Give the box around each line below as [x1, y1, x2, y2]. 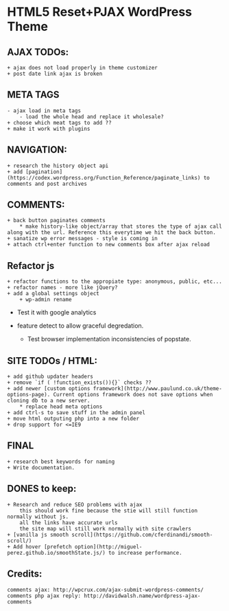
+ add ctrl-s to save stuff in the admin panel [7, 409, 146, 416]
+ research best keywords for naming [7, 458, 115, 465]
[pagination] [25, 168, 63, 175]
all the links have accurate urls [19, 519, 118, 526]
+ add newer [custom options [7, 385, 91, 392]
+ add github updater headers [7, 373, 94, 380]
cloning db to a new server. [7, 397, 91, 405]
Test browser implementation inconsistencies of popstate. [27, 335, 191, 343]
